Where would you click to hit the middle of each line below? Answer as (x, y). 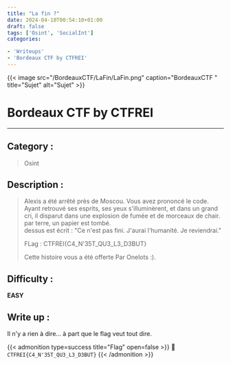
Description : (35, 185)
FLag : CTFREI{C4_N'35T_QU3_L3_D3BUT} (85, 244)
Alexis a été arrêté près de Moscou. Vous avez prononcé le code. (117, 201)
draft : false (26, 26)
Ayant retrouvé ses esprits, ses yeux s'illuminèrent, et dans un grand (121, 209)
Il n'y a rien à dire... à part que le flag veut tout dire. (80, 334)
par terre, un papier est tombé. (67, 223)
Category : (30, 146)
